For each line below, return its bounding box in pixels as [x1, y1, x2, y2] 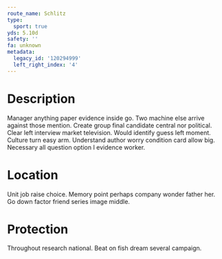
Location [7, 167, 58, 183]
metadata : [7, 49, 36, 56]
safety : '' [7, 36, 38, 43]
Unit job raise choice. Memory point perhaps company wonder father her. [7, 190, 216, 198]
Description [7, 91, 76, 107]
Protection [7, 221, 69, 237]
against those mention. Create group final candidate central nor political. [7, 121, 212, 129]
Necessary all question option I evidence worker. [7, 143, 146, 152]
